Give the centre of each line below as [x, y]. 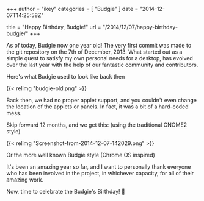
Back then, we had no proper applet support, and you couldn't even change [102, 100]
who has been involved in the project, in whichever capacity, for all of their [100, 173]
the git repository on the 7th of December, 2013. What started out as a [94, 52]
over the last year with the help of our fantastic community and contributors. [102, 65]
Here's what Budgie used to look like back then [66, 76]
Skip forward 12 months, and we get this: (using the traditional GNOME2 [97, 125]
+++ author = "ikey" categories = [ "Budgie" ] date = [72, 9]
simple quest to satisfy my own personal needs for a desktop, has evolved [100, 58]
